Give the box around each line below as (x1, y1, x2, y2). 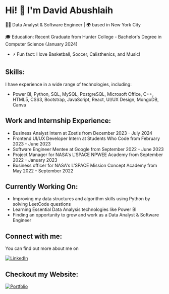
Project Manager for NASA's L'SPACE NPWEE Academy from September (12, 152, 163, 158)
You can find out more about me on (5, 245, 79, 251)
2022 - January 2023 (12, 157, 58, 163)
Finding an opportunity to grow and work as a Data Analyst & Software (12, 212, 159, 218)
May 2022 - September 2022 (12, 167, 74, 174)
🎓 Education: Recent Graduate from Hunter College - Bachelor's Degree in (5, 33, 162, 40)
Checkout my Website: (5, 270, 79, 278)
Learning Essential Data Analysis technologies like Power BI (12, 206, 137, 212)
